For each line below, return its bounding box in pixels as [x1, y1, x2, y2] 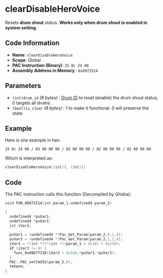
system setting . [5, 24, 37, 30]
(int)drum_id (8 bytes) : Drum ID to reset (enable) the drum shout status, [12, 94, 158, 101]
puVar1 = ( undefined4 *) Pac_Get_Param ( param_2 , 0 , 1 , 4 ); [9, 232, 123, 237]
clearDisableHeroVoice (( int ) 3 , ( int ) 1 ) [5, 165, 86, 170]
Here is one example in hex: [5, 137, 61, 143]
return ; [9, 264, 25, 269]
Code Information [5, 39, 60, 47]
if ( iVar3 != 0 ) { [9, 246, 47, 251]
